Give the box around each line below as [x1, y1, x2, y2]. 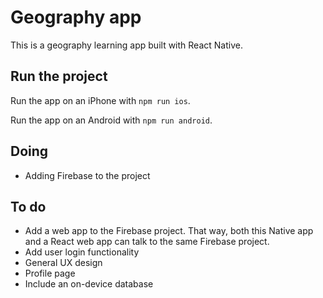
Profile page [24, 267, 76, 280]
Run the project [10, 68, 108, 85]
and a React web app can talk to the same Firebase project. [24, 236, 270, 248]
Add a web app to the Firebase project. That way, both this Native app [24, 225, 314, 237]
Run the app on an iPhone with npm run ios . [10, 94, 191, 106]
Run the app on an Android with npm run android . [10, 114, 213, 126]
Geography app [10, 6, 142, 29]
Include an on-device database [24, 278, 154, 290]
